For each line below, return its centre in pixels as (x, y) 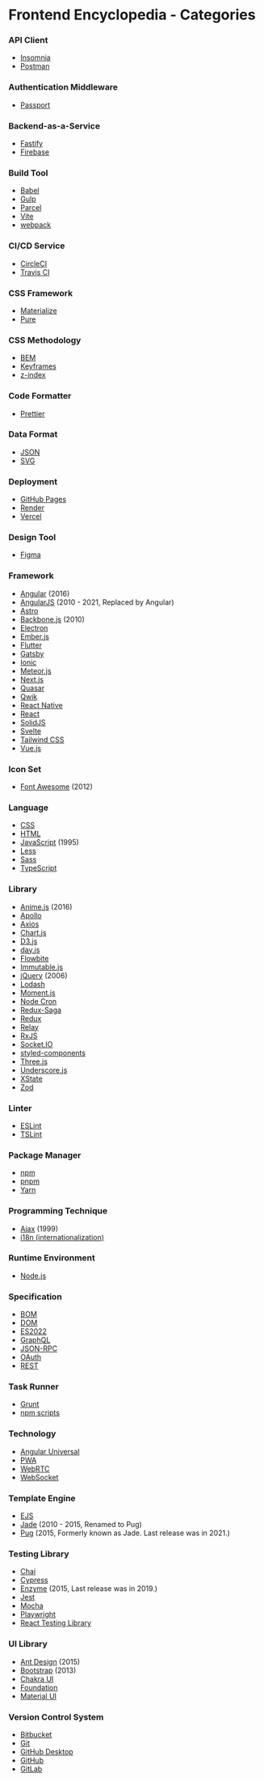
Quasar (32, 688)
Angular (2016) (45, 593)
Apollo (31, 915)
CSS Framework (41, 293)
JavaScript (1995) (49, 842)
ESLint (31, 1125)
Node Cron (38, 1001)
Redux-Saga (41, 1010)
